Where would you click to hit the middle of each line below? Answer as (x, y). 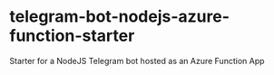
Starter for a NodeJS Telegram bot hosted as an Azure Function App (137, 61)
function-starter (72, 36)
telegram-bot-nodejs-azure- (119, 17)
